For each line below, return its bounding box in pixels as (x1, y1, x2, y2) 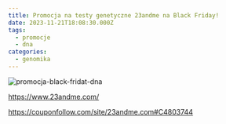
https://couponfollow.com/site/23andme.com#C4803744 (8, 107, 194, 116)
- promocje (15, 33, 51, 42)
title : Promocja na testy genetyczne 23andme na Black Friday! (8, 11, 220, 20)
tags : (8, 26, 26, 34)
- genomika (15, 56, 51, 64)
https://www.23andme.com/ (8, 92, 100, 101)
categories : (8, 48, 47, 56)
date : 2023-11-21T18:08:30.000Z (8, 19, 114, 27)
